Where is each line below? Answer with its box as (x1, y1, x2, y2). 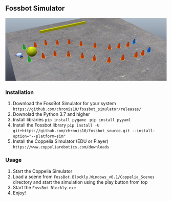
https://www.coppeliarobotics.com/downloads (12, 145, 110, 150)
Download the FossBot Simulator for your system (12, 100, 116, 107)
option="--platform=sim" (12, 134, 66, 139)
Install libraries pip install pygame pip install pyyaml (12, 117, 132, 123)
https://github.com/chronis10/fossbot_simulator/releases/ (12, 107, 142, 112)
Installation (5, 89, 34, 96)
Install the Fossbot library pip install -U (12, 122, 100, 128)
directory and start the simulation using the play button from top (12, 179, 148, 185)
